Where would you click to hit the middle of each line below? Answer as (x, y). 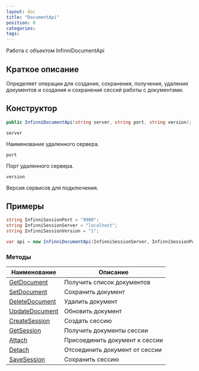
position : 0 (21, 23)
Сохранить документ (95, 292)
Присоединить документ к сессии (114, 340)
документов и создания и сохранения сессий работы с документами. (95, 90)
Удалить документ (91, 302)
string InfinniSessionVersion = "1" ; (53, 231)
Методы (19, 257)
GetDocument (29, 283)
